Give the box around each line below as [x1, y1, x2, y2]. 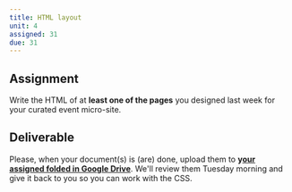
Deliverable [9, 130, 74, 146]
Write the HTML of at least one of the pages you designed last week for [9, 95, 276, 105]
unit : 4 [9, 21, 39, 30]
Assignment [9, 71, 79, 86]
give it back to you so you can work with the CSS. [9, 172, 193, 183]
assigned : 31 [9, 29, 58, 38]
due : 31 [9, 38, 39, 47]
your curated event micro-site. [9, 104, 122, 115]
